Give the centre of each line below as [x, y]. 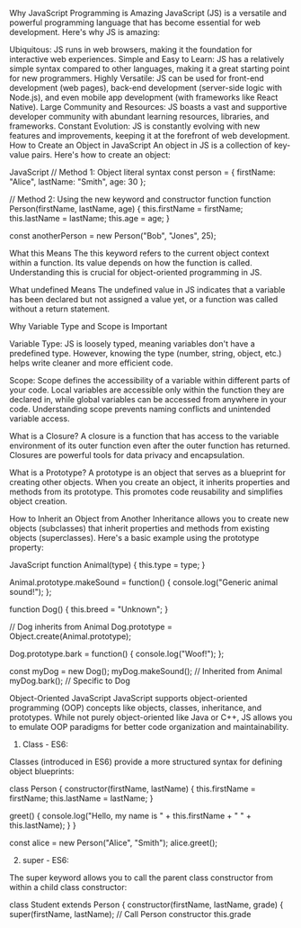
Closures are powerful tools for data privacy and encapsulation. [127, 455]
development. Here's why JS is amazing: [84, 32]
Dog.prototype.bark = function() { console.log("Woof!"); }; [117, 653]
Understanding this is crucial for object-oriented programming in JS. [136, 272]
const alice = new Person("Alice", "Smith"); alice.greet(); [114, 842]
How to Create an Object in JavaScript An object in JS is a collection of [141, 145]
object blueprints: [42, 771]
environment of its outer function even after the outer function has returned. [150, 446]
